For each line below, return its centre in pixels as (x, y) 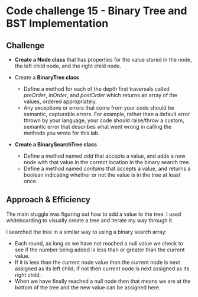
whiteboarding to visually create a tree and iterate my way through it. (90, 220)
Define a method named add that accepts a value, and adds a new (104, 156)
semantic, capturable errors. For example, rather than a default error (107, 114)
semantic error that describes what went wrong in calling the (98, 127)
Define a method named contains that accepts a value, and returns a (107, 168)
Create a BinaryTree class (47, 77)
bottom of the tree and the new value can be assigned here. (87, 287)
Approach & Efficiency (48, 200)
